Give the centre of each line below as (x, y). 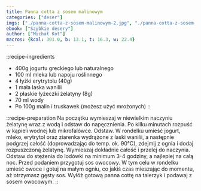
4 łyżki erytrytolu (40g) (43, 81)
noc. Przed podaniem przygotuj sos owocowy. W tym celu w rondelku (92, 163)
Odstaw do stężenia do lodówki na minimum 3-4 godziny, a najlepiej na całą (100, 156)
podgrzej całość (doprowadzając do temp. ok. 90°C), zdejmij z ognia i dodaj (100, 143)
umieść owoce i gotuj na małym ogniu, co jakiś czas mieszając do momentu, (100, 169)
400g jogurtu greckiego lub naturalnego (64, 68)
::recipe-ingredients (31, 57)
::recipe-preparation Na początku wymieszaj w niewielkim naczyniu (89, 118)
